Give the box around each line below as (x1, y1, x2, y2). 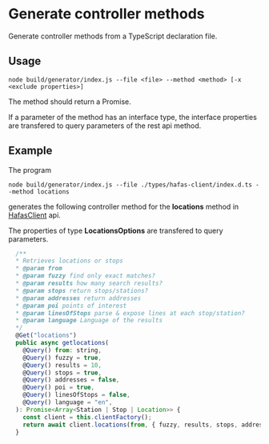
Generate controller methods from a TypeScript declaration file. (8, 31, 218, 41)
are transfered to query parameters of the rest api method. (8, 121, 202, 130)
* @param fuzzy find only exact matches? (15, 272, 156, 280)
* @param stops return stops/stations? (15, 286, 149, 294)
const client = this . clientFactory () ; (22, 413, 152, 421)
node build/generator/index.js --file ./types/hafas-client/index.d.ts (8, 181, 252, 189)
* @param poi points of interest (15, 302, 127, 310)
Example (8, 144, 53, 158)
